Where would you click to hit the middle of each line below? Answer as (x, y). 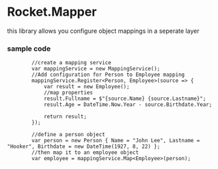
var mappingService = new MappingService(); (96, 69)
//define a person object (69, 135)
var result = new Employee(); (86, 87)
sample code (29, 49)
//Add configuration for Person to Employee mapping (108, 75)
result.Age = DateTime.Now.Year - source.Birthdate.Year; (128, 105)
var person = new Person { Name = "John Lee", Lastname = (116, 141)
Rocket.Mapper (52, 12)
